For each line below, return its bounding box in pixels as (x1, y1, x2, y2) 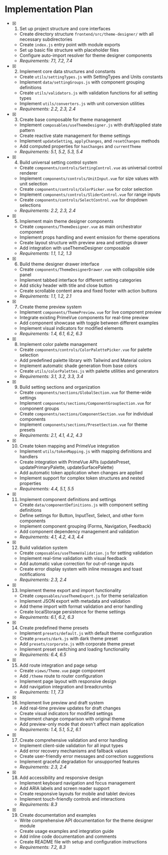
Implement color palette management (19, 341, 98, 347)
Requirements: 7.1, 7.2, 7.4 (19, 57, 72, 63)
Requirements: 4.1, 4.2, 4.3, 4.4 (19, 534, 84, 540)
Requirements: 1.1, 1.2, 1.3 (19, 250, 72, 256)
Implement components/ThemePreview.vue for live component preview (19, 309, 162, 315)
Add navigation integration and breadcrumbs (19, 683, 113, 689)
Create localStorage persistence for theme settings (19, 608, 126, 615)
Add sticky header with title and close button (19, 282, 113, 288)
